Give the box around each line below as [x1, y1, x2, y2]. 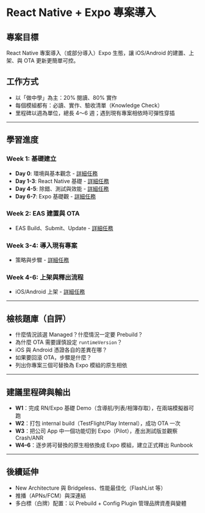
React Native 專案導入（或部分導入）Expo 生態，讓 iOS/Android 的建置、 [6, 50, 189, 56]
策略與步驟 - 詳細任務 [15, 256, 70, 264]
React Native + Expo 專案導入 [6, 6, 156, 20]
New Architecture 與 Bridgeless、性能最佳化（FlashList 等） [15, 484, 167, 492]
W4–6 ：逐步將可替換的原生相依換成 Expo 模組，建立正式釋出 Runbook [15, 441, 193, 449]
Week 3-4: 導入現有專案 [6, 241, 77, 250]
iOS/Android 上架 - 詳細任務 [15, 288, 85, 296]
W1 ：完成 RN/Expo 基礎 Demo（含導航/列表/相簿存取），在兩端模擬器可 [15, 405, 194, 412]
